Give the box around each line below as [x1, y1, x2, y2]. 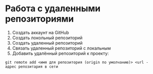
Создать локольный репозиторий [12, 35, 83, 41]
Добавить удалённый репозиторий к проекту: [12, 50, 109, 56]
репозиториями [5, 13, 74, 25]
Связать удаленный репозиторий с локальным [12, 45, 111, 51]
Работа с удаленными [5, 3, 101, 14]
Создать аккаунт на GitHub [12, 29, 69, 35]
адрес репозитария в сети [5, 64, 58, 69]
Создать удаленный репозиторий [12, 40, 83, 46]
